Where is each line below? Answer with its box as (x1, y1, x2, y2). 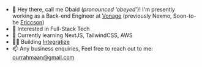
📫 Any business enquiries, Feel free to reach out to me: (12, 45, 153, 52)
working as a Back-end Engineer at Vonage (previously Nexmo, (12, 12, 173, 19)
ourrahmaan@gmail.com (12, 54, 75, 61)
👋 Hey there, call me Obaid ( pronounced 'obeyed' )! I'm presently (12, 6, 176, 13)
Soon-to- (173, 12, 196, 19)
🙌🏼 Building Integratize (12, 38, 70, 45)
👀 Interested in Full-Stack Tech (12, 25, 90, 32)
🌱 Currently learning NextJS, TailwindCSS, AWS (12, 32, 133, 39)
